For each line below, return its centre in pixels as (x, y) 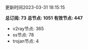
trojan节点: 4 (26, 41)
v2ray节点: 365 (28, 28)
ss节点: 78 (23, 35)
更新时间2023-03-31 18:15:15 (35, 7)
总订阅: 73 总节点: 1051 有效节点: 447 (44, 18)
